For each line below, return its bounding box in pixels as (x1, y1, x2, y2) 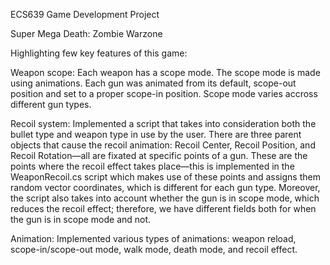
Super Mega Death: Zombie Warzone (10, 28, 163, 39)
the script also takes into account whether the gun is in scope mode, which (10, 192, 320, 204)
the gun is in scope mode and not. (10, 214, 152, 225)
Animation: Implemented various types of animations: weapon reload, (10, 233, 297, 244)
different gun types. (10, 99, 92, 110)
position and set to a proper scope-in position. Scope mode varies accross (10, 88, 318, 99)
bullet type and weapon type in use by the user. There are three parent (10, 129, 302, 140)
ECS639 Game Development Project (10, 9, 160, 20)
